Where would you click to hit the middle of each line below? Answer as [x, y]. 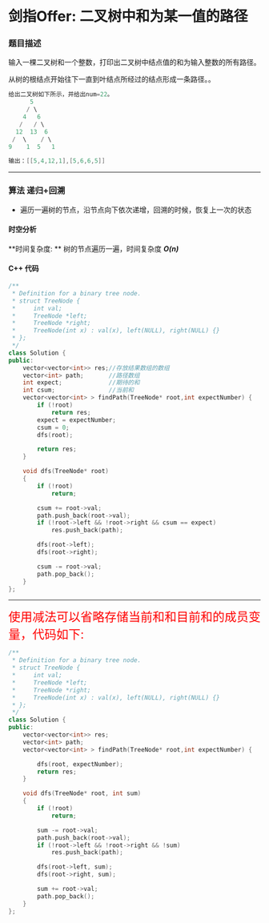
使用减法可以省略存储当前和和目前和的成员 [128, 617]
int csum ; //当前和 [78, 390]
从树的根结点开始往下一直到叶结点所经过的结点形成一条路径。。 [112, 79]
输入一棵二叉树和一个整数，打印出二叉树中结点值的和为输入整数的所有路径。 [134, 62]
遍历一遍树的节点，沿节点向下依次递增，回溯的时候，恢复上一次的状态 [136, 210]
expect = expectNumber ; [76, 420]
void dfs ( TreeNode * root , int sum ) [82, 793]
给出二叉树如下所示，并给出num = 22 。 [61, 94]
